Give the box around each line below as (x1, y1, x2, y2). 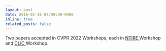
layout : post (5, 7, 33, 12)
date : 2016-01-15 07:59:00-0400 (5, 12, 74, 17)
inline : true (5, 16, 33, 21)
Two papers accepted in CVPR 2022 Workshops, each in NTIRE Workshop (5, 35, 161, 41)
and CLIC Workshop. (5, 40, 49, 46)
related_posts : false (5, 21, 51, 26)
